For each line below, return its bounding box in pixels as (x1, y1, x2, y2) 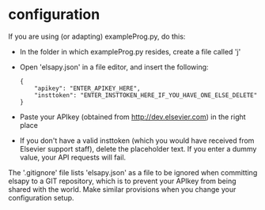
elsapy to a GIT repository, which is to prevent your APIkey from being (8, 176, 237, 186)
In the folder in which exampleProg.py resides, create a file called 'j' (19, 47, 241, 56)
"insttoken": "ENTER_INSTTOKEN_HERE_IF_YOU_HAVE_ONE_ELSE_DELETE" (34, 91, 258, 99)
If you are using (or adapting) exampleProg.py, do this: (8, 32, 186, 41)
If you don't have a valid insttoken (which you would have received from (19, 136, 255, 145)
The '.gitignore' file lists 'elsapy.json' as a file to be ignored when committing (8, 167, 258, 177)
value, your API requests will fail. (19, 152, 127, 162)
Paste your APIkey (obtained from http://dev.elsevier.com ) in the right (19, 112, 247, 122)
